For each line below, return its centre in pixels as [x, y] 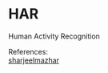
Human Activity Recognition [54, 36]
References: [28, 51]
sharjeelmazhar [34, 60]
